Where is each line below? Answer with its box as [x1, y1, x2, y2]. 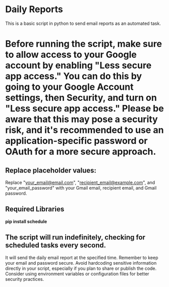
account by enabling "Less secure [5, 60, 152, 71]
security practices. [5, 276, 44, 282]
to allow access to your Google [5, 49, 137, 60]
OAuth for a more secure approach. [5, 146, 156, 158]
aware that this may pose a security [5, 114, 158, 125]
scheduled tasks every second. [5, 241, 106, 249]
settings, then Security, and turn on [5, 92, 157, 103]
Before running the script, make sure [5, 38, 162, 50]
